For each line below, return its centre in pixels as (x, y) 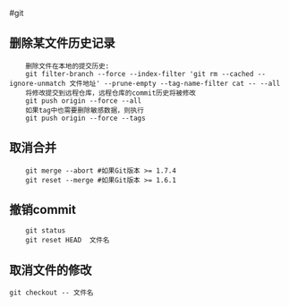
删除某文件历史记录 (62, 43)
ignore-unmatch (38, 83)
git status (46, 231)
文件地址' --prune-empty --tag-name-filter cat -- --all (175, 83)
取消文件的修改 (51, 270)
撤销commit (42, 210)
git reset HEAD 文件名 (68, 241)
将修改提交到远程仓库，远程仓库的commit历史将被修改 (111, 93)
